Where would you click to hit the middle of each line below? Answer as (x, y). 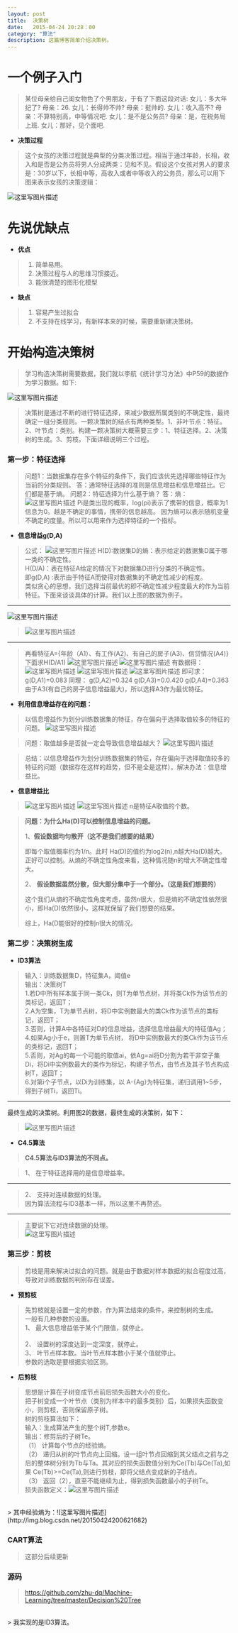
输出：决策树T (45, 984)
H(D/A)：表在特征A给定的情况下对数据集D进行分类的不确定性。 (117, 568)
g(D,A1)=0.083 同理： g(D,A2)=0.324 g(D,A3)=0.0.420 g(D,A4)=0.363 (126, 680)
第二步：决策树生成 (40, 943)
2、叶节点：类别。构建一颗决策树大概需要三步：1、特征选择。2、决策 (126, 430)
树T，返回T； (44, 1073)
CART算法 (25, 1539)
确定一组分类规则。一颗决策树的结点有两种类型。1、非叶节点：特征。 (125, 421)
